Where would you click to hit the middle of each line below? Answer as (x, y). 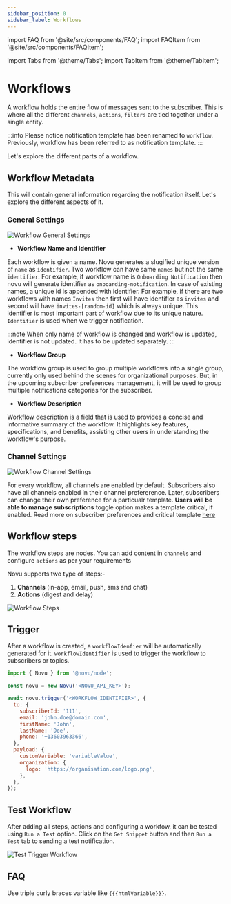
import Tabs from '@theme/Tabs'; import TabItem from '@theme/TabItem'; (113, 60)
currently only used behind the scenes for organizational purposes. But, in (113, 375)
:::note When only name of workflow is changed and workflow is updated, (112, 334)
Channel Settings (37, 457)
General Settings (36, 220)
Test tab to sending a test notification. (61, 841)
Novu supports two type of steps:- (56, 574)
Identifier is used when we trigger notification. (75, 320)
